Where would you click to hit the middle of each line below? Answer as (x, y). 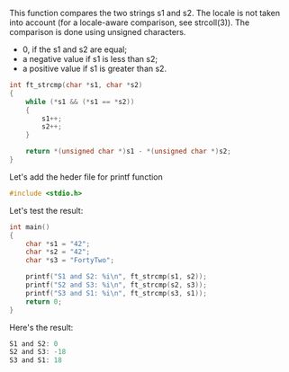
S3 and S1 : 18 (36, 360)
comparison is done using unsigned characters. (98, 32)
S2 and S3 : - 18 (38, 352)
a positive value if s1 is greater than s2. (95, 68)
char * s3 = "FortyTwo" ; (70, 261)
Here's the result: (41, 327)
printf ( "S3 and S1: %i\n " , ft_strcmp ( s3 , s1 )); (116, 293)
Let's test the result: (46, 210)
